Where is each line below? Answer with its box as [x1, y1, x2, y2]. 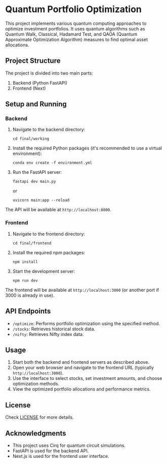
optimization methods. [12, 381, 60, 387]
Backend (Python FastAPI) [12, 80, 67, 86]
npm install [12, 259, 38, 264]
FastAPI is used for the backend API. [12, 447, 89, 454]
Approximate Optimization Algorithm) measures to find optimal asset [5, 36, 148, 43]
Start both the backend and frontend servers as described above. [12, 359, 149, 365]
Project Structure [5, 57, 61, 65]
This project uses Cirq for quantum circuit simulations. [12, 442, 126, 448]
